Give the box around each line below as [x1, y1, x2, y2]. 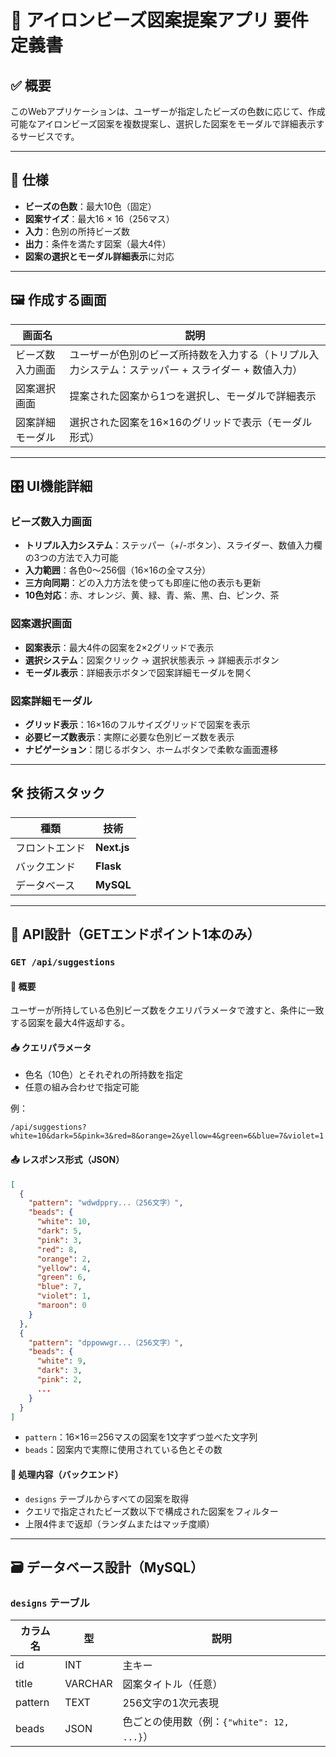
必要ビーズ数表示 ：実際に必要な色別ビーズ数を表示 [24, 731, 235, 743]
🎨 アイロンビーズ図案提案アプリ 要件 [10, 9, 309, 32]
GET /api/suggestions [10, 957, 116, 968]
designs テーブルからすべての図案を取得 [24, 1492, 190, 1505]
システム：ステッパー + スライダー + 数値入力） [79, 362, 303, 376]
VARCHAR [64, 1677, 113, 1691]
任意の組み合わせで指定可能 [24, 1081, 140, 1093]
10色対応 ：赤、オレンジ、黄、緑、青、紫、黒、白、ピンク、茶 [24, 589, 280, 601]
